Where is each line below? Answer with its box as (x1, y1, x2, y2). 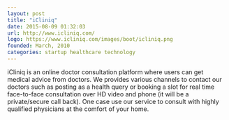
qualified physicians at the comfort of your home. (7, 105, 149, 113)
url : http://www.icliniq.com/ (7, 29, 96, 37)
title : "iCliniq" (7, 17, 58, 24)
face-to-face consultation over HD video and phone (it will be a (7, 89, 189, 98)
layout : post (7, 10, 45, 17)
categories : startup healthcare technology (7, 49, 136, 56)
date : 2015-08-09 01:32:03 (7, 23, 86, 30)
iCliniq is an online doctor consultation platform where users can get (7, 67, 204, 76)
